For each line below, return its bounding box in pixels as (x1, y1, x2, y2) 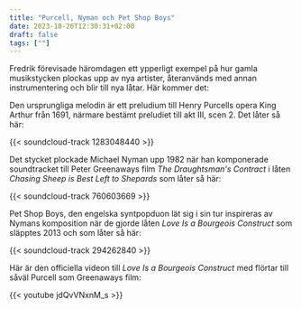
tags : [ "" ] (9, 38, 50, 48)
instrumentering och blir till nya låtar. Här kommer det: (9, 82, 210, 93)
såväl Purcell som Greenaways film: (9, 272, 141, 283)
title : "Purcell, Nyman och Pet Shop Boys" (9, 13, 176, 23)
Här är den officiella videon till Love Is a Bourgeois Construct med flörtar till (9, 263, 289, 274)
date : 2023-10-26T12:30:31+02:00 (9, 22, 135, 31)
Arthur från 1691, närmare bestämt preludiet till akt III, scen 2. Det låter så (9, 109, 281, 120)
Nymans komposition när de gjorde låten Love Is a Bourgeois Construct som (9, 218, 293, 229)
